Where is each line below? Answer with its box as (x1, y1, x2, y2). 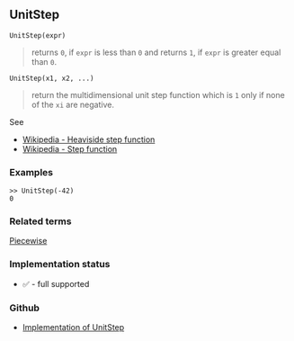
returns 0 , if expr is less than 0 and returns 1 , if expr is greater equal (31, 47, 281, 58)
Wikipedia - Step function (22, 143, 118, 154)
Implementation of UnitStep (22, 322, 125, 332)
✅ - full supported (22, 278, 90, 289)
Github (9, 301, 40, 314)
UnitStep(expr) (9, 31, 67, 40)
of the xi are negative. (31, 99, 115, 110)
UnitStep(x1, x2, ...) (9, 74, 94, 83)
